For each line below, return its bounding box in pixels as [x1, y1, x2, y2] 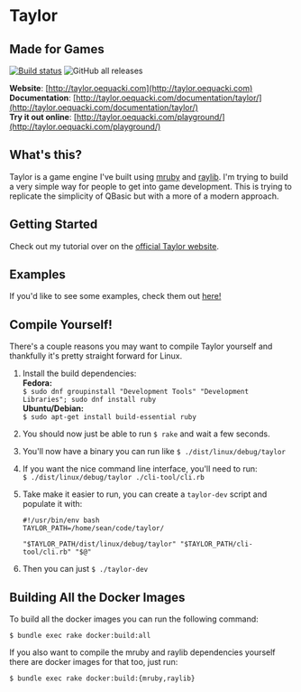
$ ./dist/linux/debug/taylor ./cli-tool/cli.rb [22, 473, 205, 482]
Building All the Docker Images [9, 589, 186, 605]
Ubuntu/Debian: [22, 403, 84, 414]
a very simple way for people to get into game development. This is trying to [9, 181, 293, 192]
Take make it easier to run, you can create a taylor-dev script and [22, 489, 268, 500]
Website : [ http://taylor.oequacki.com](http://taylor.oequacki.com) [9, 83, 253, 93]
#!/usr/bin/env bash [22, 516, 100, 525]
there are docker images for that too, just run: [9, 657, 178, 668]
